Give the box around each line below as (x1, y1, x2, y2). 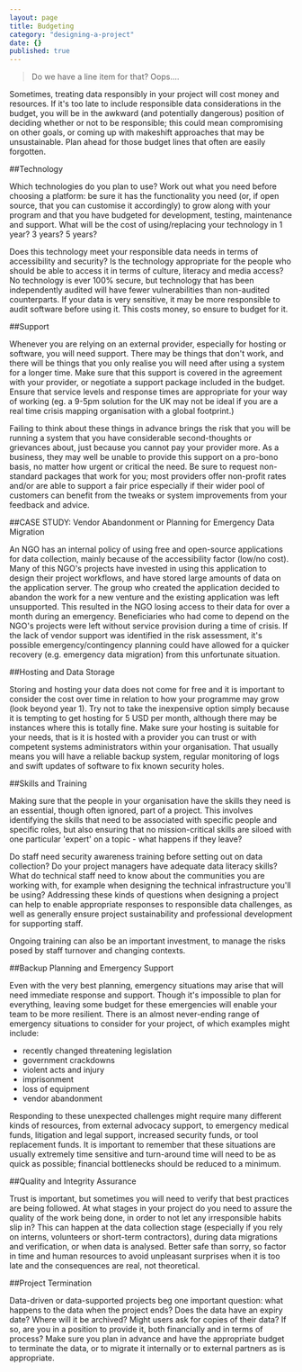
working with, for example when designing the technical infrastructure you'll (9, 880, 291, 891)
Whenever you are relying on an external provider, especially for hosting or (9, 338, 287, 349)
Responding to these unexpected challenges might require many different (9, 1111, 282, 1122)
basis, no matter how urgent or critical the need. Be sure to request (9, 461, 258, 473)
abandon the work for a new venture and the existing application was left (9, 591, 280, 603)
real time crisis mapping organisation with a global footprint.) (9, 406, 235, 417)
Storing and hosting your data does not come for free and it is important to (9, 684, 286, 695)
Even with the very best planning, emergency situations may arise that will (9, 980, 284, 991)
